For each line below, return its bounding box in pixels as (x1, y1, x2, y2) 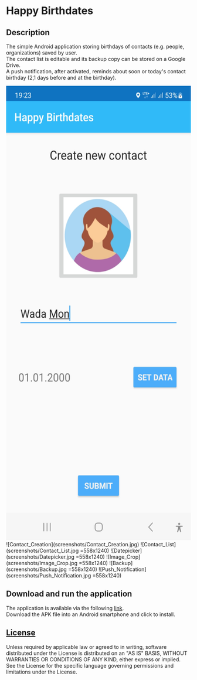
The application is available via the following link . (6, 604, 124, 611)
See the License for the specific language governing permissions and (6, 662, 174, 669)
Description (6, 28, 50, 38)
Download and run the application (6, 589, 133, 599)
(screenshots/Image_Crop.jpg (6, 560, 78, 566)
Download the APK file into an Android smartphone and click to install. (6, 611, 175, 618)
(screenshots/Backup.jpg (6, 566, 67, 573)
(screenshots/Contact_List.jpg (6, 547, 79, 554)
